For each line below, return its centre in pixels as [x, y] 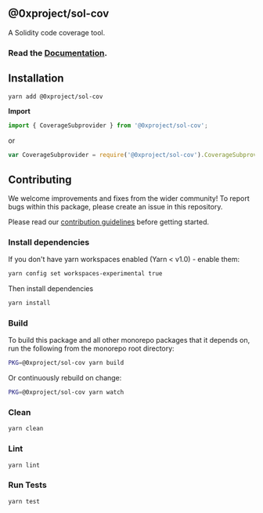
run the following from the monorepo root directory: [91, 348]
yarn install [29, 303]
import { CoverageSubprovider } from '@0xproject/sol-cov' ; [108, 126]
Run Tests [27, 485]
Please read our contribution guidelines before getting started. [109, 222]
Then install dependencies [51, 289]
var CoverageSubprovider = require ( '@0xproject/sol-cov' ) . [106, 155]
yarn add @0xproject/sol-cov [56, 96]
